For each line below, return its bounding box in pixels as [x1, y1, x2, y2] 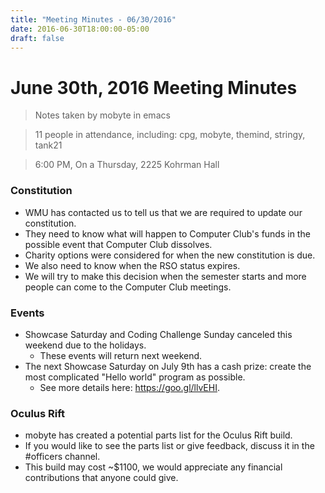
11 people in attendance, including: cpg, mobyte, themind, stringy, [34, 129, 306, 141]
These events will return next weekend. [39, 349, 203, 361]
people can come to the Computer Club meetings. [24, 281, 232, 293]
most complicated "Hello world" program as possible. [24, 371, 246, 383]
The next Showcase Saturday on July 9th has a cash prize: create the [24, 360, 312, 372]
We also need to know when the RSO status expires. [24, 259, 241, 271]
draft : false [10, 33, 65, 43]
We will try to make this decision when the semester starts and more [24, 270, 307, 282]
